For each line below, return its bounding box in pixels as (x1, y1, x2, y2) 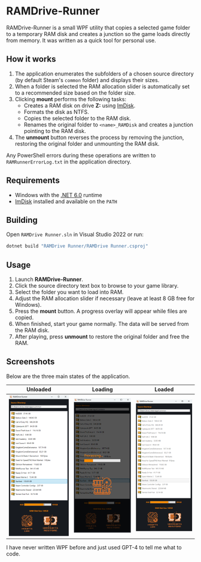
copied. (14, 314, 34, 321)
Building (6, 214, 38, 225)
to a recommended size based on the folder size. (14, 89, 136, 96)
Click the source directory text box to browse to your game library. (14, 282, 179, 289)
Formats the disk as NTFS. (23, 108, 90, 115)
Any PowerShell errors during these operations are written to (6, 152, 156, 159)
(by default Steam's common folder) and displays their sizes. (14, 76, 160, 83)
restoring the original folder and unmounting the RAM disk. (14, 140, 160, 147)
